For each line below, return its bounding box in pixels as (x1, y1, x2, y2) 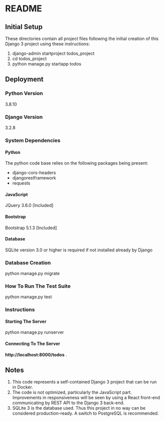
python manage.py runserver (5, 329, 64, 335)
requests (12, 180, 31, 186)
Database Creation (5, 259, 51, 266)
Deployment (5, 75, 44, 84)
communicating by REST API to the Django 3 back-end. (12, 400, 125, 406)
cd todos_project (12, 56, 47, 62)
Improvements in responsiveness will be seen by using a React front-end (12, 395, 160, 401)
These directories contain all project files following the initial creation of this (5, 35, 159, 41)
